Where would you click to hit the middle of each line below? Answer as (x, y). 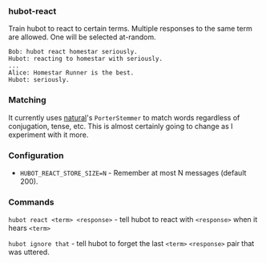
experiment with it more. (48, 135)
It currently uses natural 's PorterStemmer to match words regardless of (124, 117)
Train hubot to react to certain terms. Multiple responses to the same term (130, 29)
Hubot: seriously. (39, 80)
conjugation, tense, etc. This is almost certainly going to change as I (121, 126)
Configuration (36, 156)
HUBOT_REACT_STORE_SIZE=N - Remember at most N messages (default (133, 172)
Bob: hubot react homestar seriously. (73, 52)
